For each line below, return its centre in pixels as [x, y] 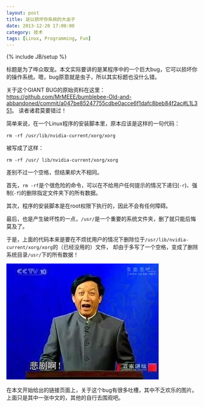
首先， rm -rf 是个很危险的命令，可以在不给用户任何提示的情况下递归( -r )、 [99, 185]
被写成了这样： [25, 148]
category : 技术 [25, 32]
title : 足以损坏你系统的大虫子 [41, 19]
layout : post [23, 13]
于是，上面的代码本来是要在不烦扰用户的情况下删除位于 [76, 240]
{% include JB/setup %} [37, 57]
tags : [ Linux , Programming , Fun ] [49, 39]
